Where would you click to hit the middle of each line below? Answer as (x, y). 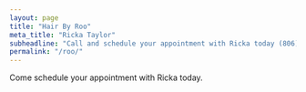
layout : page (34, 18)
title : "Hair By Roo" (51, 26)
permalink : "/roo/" (46, 52)
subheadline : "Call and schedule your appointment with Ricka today (142, 43)
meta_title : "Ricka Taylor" (63, 35)
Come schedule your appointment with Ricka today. (106, 77)
